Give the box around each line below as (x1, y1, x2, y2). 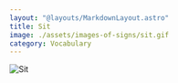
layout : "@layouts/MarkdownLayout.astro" (9, 13, 170, 23)
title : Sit (9, 22, 51, 31)
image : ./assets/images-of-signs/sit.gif (9, 30, 170, 39)
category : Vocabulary (9, 38, 92, 48)
